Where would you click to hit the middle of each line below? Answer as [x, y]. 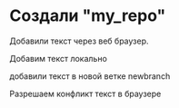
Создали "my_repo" [88, 16]
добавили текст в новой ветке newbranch [90, 76]
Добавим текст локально [58, 58]
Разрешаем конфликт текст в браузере [85, 93]
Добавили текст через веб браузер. [79, 41]
